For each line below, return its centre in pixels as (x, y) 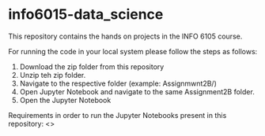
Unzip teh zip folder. (53, 75)
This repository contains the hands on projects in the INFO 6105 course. (125, 36)
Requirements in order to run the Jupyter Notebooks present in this (117, 115)
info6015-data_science (86, 15)
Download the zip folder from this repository (92, 66)
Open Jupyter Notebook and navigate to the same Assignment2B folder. (137, 91)
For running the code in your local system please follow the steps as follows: (133, 51)
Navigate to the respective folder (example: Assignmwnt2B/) (118, 83)
